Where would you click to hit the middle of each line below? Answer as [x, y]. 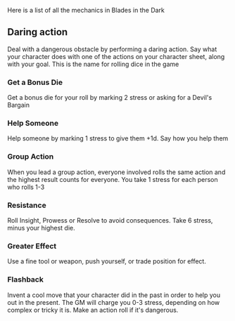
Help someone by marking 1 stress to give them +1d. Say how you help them [118, 138]
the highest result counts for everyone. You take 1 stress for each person [113, 179]
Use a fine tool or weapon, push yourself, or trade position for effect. [107, 261]
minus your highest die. [41, 228]
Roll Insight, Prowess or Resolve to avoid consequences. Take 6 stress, [110, 220]
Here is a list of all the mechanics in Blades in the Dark [86, 10]
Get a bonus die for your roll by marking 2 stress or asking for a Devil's [110, 98]
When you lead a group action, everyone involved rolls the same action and [116, 172]
